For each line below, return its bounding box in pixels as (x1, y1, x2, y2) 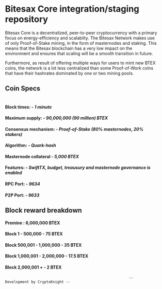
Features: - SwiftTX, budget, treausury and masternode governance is (5, 164, 151, 171)
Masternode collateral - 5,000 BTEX (5, 153, 79, 159)
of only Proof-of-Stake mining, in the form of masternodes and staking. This (5, 40, 157, 46)
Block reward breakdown (5, 206, 82, 215)
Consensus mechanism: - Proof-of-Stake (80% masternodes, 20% (5, 126, 144, 132)
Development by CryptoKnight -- (5, 279, 70, 284)
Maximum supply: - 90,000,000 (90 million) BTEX (5, 115, 108, 121)
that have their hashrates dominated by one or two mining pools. (5, 70, 134, 76)
